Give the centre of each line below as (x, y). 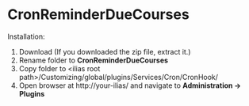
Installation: (26, 36)
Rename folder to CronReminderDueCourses (93, 60)
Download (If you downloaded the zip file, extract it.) (105, 51)
